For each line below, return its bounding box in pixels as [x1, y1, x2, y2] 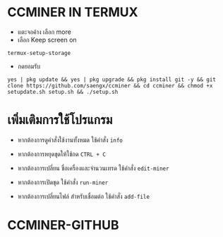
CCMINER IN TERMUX [7, 4, 138, 20]
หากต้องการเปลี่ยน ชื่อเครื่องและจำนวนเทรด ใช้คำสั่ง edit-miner [17, 164, 169, 172]
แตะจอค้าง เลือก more [17, 28, 72, 36]
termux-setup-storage [7, 49, 71, 56]
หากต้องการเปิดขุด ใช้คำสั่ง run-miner [17, 178, 109, 186]
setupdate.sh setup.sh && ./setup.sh [7, 88, 119, 95]
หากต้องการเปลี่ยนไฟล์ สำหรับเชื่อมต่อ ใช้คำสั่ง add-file [17, 192, 150, 200]
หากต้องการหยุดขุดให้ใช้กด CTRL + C [17, 150, 106, 158]
